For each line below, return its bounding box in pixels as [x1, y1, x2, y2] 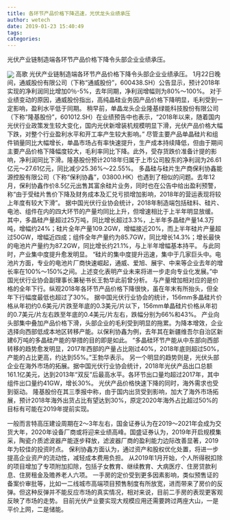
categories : [7, 36, 41, 43]
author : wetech [7, 16, 51, 23]
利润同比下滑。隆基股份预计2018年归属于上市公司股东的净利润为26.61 [25, 156, 222, 164]
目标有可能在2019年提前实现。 [7, 405, 93, 413]
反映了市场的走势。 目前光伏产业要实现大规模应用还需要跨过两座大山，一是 [7, 497, 219, 505]
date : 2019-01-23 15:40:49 [7, 23, 84, 30]
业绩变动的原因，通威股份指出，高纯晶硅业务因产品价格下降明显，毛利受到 [7, 95, 217, 104]
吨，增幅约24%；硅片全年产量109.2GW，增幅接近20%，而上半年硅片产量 [7, 225, 216, 233]
